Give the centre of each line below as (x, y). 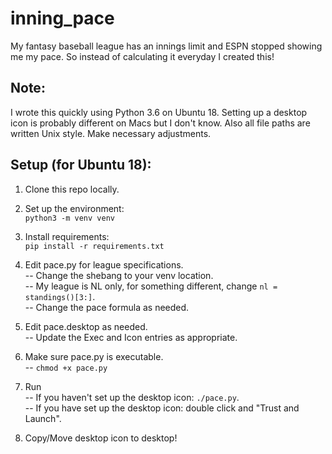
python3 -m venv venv (69, 218)
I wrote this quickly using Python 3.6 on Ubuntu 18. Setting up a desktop (159, 112)
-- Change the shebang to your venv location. (119, 275)
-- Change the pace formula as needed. (107, 307)
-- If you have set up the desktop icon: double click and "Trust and (162, 408)
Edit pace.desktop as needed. (86, 326)
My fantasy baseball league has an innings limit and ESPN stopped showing (166, 46)
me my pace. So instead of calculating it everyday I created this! (142, 56)
